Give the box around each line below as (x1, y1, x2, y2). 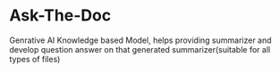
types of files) (9, 53, 61, 64)
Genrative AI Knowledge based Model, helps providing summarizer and (9, 35, 272, 45)
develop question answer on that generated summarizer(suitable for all (9, 44, 271, 54)
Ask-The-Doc (9, 5, 112, 26)
